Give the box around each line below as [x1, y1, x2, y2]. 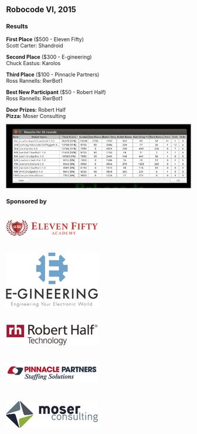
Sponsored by [6, 197, 47, 205]
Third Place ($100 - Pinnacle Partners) [6, 70, 100, 78]
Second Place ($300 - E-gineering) [6, 53, 92, 60]
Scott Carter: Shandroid [6, 42, 63, 49]
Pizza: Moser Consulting [6, 112, 66, 119]
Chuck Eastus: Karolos [6, 59, 61, 66]
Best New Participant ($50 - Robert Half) [6, 88, 107, 96]
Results [6, 22, 28, 31]
